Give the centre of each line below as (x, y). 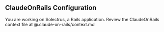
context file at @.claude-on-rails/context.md (50, 24)
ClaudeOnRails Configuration (51, 8)
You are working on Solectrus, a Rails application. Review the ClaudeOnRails (82, 19)
